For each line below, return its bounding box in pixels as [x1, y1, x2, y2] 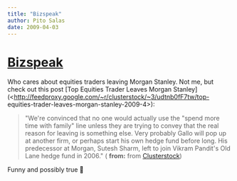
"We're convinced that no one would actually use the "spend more [24, 114, 220, 123]
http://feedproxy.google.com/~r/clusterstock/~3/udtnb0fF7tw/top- [14, 93, 210, 102]
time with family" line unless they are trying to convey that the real [24, 121, 219, 130]
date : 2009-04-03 [7, 23, 59, 31]
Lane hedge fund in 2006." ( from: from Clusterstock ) [24, 152, 183, 160]
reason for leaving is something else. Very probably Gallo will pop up [24, 129, 226, 138]
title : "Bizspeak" [7, 10, 62, 18]
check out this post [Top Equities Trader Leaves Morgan [7, 85, 172, 94]
